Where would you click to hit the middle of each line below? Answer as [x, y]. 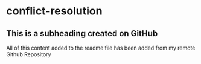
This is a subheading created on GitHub [82, 34]
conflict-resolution [54, 11]
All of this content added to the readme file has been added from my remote [101, 48]
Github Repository [29, 54]
